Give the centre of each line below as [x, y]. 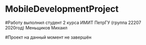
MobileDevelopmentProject [62, 9]
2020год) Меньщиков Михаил [36, 27]
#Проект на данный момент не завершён [48, 37]
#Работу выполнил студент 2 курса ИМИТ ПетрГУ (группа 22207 [73, 22]
